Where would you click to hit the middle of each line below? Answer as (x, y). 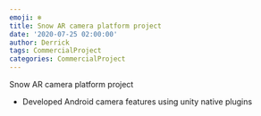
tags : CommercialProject (55, 51)
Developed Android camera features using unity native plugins (137, 102)
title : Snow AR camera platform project (86, 26)
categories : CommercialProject (67, 59)
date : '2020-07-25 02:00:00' (63, 34)
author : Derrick (39, 42)
